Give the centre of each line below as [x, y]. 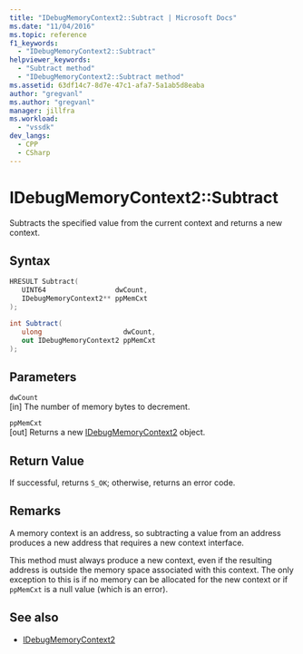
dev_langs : [30, 136]
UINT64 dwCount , [84, 290]
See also [34, 618]
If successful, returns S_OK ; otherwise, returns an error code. [122, 483]
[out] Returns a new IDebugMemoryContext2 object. [108, 433]
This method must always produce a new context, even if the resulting [141, 560]
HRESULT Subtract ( [44, 282]
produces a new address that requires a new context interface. [127, 542]
